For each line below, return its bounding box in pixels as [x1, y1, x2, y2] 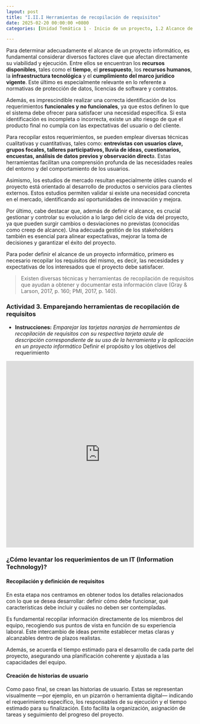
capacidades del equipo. [6, 658, 67, 666]
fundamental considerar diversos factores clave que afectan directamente [6, 53, 188, 60]
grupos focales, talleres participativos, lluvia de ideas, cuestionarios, [6, 146, 181, 153]
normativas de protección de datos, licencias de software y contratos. [6, 85, 178, 93]
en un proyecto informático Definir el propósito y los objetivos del [14, 343, 176, 350]
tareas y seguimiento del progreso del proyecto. [6, 711, 124, 718]
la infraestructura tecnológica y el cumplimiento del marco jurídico [6, 72, 175, 79]
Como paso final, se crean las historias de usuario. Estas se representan [6, 685, 183, 692]
